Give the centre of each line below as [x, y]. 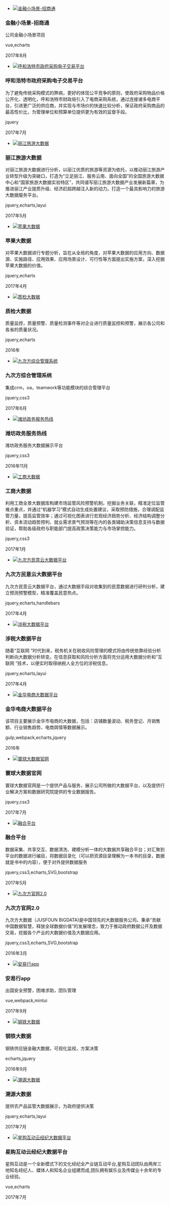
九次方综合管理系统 [29, 376]
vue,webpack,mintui [26, 1000]
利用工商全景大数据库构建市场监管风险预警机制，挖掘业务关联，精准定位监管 [85, 503]
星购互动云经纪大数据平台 [36, 1152]
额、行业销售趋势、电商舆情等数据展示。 [47, 727]
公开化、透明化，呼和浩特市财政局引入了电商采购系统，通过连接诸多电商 [80, 99]
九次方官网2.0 [23, 908]
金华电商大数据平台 [29, 709]
